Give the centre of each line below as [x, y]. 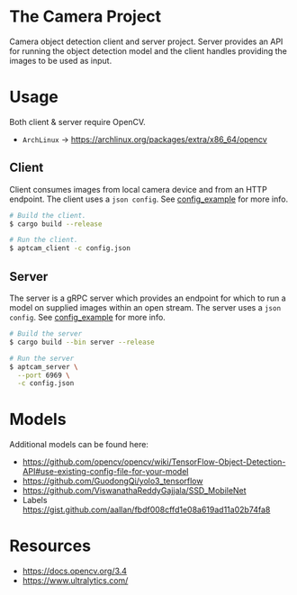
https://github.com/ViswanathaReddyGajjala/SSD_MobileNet [134, 491]
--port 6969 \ [44, 375]
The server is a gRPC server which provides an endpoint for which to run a [148, 298]
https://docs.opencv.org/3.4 [75, 571]
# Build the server [46, 334]
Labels [35, 500]
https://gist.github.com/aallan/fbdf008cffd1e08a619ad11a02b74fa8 [146, 509]
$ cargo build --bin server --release [82, 342]
